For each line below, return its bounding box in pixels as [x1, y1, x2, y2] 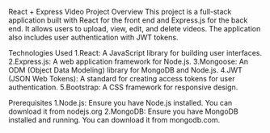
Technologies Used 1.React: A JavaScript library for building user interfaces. [8, 48, 263, 57]
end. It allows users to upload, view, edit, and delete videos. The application [8, 24, 261, 33]
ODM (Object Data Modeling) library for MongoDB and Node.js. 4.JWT [8, 65, 243, 75]
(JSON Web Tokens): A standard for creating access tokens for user [8, 74, 235, 83]
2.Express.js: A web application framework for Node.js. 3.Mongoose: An [8, 56, 249, 66]
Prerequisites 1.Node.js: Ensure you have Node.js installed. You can [8, 98, 233, 107]
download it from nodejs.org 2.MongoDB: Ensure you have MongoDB [8, 106, 238, 116]
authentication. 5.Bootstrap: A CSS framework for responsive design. [8, 82, 238, 92]
